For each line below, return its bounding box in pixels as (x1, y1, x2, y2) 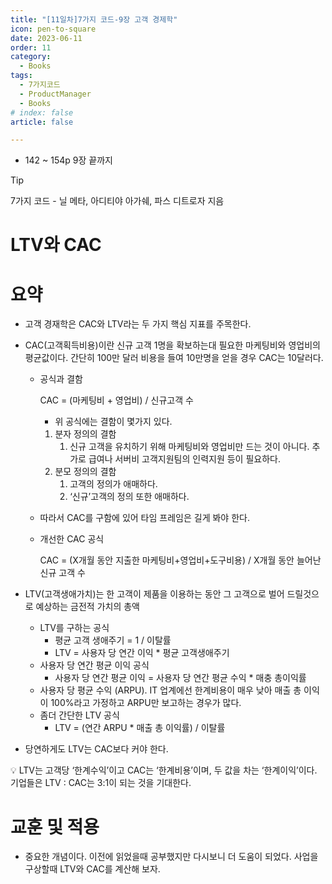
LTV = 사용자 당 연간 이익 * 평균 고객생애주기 (54, 647, 230, 659)
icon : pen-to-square (10, 24, 97, 34)
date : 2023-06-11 (10, 33, 83, 43)
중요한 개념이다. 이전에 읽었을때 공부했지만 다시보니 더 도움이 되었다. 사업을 (24, 851, 319, 863)
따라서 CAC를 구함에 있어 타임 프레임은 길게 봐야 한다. (39, 512, 250, 524)
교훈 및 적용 (10, 816, 100, 838)
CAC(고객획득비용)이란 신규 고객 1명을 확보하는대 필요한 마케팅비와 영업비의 (24, 339, 321, 351)
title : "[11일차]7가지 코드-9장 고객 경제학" (10, 14, 178, 25)
